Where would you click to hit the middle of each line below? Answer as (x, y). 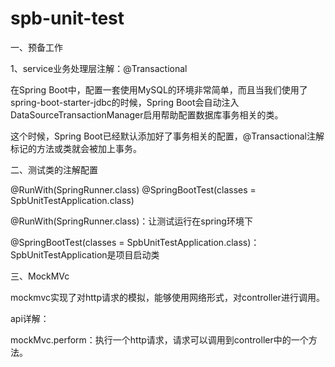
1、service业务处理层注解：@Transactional (99, 68)
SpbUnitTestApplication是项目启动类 (85, 254)
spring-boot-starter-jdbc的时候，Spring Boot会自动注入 (125, 102)
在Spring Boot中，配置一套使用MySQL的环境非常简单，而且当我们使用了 (159, 89)
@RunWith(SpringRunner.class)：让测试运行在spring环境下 (131, 221)
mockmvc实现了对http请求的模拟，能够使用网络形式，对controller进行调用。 (167, 297)
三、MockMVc (40, 276)
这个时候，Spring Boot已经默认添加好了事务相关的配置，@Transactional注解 (167, 136)
